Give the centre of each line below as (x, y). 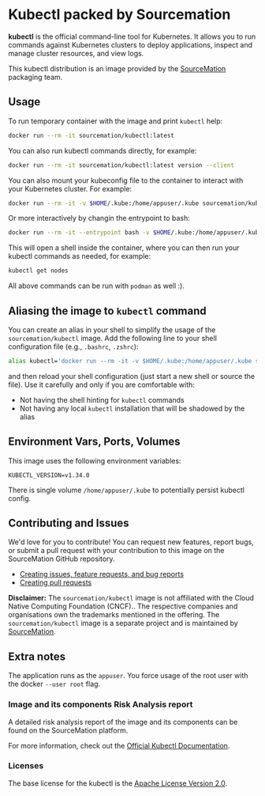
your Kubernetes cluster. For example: (70, 188)
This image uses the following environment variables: (95, 461)
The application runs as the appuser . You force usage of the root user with (128, 676)
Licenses (26, 766)
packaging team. (35, 77)
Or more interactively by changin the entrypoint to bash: (99, 218)
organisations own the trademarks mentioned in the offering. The (114, 615)
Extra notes (37, 656)
